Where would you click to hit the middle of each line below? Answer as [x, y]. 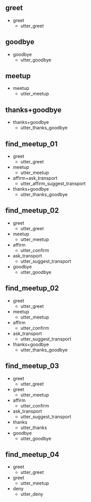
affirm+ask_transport [35, 178]
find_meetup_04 [32, 454]
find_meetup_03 [32, 366]
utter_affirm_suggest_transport [53, 183]
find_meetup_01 [32, 144]
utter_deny [32, 494]
